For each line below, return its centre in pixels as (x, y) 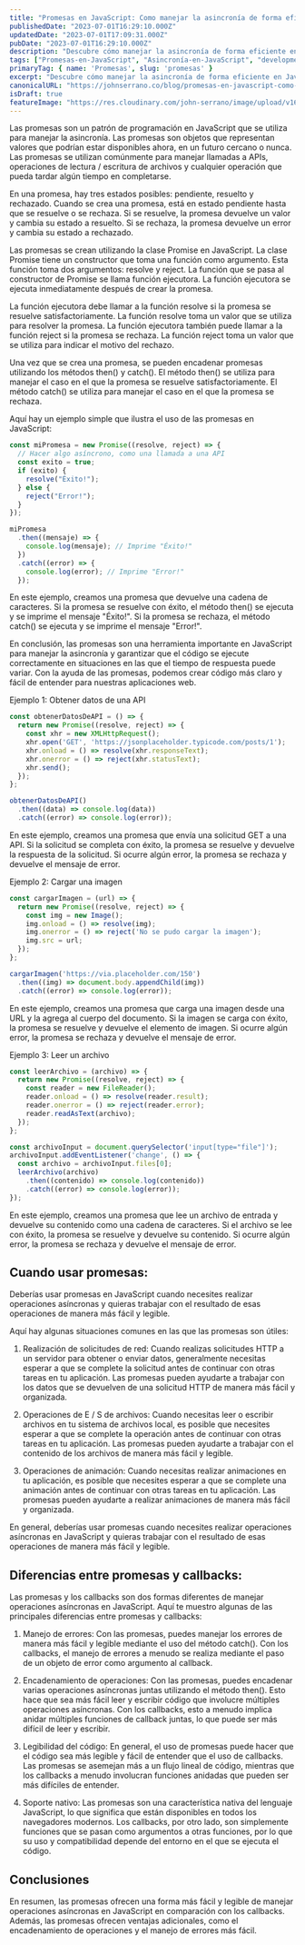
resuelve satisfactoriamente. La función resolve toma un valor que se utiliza (151, 316)
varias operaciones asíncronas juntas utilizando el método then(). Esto (154, 1691)
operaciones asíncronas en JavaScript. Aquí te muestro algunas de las (141, 1607)
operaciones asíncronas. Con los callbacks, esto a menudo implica (147, 1710)
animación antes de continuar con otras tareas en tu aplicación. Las (149, 1491)
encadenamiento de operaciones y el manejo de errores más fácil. (133, 1930)
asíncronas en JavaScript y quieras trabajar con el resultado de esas (138, 1537)
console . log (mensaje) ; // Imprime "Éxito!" (109, 546)
